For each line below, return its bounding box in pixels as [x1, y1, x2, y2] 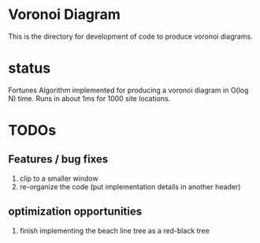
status [8, 59, 51, 77]
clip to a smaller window [19, 174, 98, 183]
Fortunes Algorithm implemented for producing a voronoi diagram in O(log [8, 85, 249, 95]
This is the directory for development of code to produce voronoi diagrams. [8, 32, 254, 41]
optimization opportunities [8, 205, 143, 219]
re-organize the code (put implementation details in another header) [19, 181, 241, 191]
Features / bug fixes [8, 152, 109, 166]
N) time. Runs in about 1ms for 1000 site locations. [8, 93, 171, 103]
